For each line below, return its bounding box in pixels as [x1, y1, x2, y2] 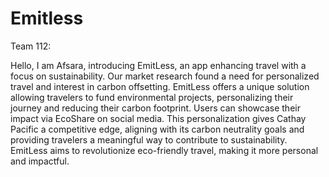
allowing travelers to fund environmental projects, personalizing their [10, 91, 294, 103]
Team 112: [10, 40, 52, 52]
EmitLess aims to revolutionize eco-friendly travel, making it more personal [10, 144, 319, 156]
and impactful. [10, 155, 70, 167]
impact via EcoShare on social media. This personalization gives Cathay [10, 112, 307, 124]
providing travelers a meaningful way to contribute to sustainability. [10, 133, 288, 146]
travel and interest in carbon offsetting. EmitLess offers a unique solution [10, 80, 310, 92]
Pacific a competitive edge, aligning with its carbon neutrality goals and [10, 123, 305, 135]
